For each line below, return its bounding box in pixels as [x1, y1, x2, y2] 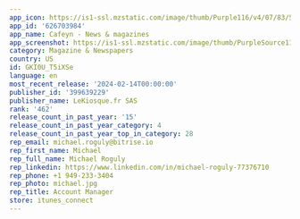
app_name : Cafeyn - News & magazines [9, 29, 150, 38]
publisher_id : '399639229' [9, 88, 110, 97]
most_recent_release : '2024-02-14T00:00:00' [9, 80, 178, 88]
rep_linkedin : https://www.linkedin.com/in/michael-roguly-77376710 [9, 163, 270, 172]
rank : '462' [9, 105, 54, 114]
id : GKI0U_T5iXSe [9, 63, 74, 72]
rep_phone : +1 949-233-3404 [9, 171, 114, 180]
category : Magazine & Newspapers [9, 46, 134, 55]
